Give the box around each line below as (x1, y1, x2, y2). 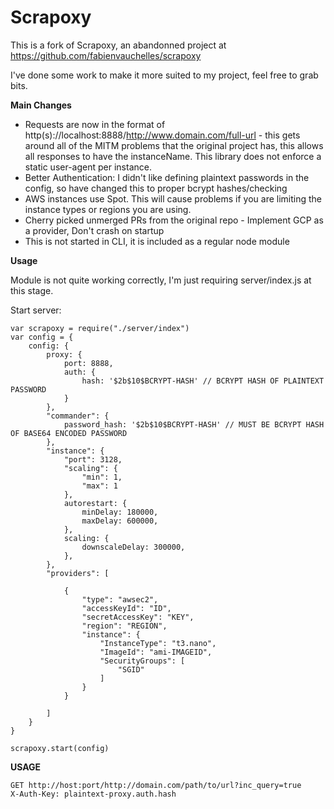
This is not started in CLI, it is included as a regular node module (24, 235, 290, 247)
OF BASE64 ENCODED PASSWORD (10, 428, 128, 438)
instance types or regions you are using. (24, 203, 192, 215)
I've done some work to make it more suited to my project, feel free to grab (10, 69, 319, 81)
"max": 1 (81, 481, 118, 491)
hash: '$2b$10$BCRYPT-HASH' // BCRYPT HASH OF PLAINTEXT (81, 376, 325, 386)
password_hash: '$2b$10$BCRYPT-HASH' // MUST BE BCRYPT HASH (63, 419, 325, 430)
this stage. (10, 284, 54, 296)
